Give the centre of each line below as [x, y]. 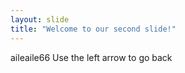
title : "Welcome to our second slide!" [93, 29]
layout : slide [40, 19]
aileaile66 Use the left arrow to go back [91, 57]
